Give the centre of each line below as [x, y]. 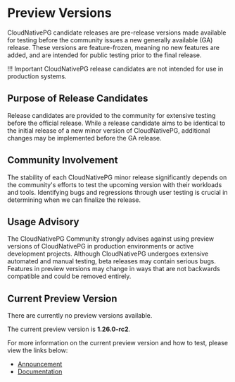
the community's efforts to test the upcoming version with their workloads [115, 184]
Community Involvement [63, 160]
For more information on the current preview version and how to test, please [118, 343]
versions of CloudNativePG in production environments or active [101, 246]
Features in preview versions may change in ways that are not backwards [114, 269]
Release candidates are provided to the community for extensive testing [112, 115]
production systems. [37, 76]
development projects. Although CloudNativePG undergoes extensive [108, 254]
